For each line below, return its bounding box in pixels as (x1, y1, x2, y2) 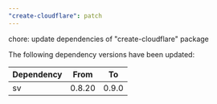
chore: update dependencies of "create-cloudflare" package (8, 34, 209, 44)
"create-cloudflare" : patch (8, 11, 103, 20)
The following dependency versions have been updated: (8, 49, 195, 59)
